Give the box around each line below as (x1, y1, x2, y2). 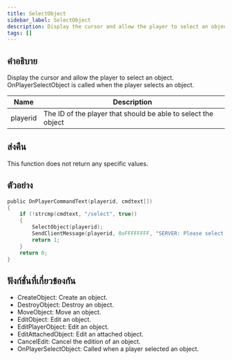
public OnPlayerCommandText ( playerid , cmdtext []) (7, 198, 153, 205)
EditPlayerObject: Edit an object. (17, 323, 109, 331)
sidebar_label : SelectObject (7, 17, 91, 24)
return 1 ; (32, 236, 60, 243)
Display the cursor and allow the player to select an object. (7, 73, 174, 82)
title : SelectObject (7, 10, 67, 17)
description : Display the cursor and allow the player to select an (7, 23, 209, 30)
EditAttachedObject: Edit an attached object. (17, 330, 144, 339)
